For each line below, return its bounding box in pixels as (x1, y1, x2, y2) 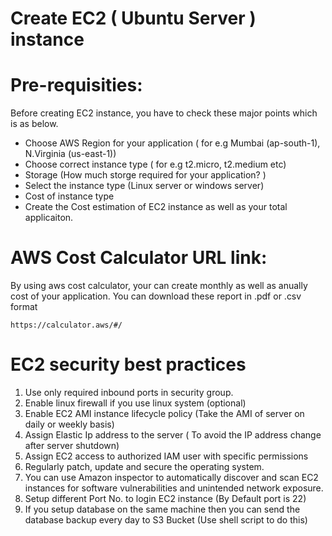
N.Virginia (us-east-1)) (24, 148, 117, 160)
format (10, 301, 38, 313)
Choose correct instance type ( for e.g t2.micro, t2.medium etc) (24, 158, 287, 171)
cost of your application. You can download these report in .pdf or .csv (10, 290, 302, 302)
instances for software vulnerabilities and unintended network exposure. (24, 482, 324, 494)
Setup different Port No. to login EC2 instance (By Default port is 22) (24, 493, 307, 504)
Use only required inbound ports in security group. (24, 387, 234, 398)
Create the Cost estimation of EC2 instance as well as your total (24, 201, 288, 213)
